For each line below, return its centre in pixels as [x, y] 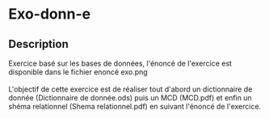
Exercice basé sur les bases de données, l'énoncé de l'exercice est [120, 63]
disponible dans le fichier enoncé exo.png [78, 72]
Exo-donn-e [50, 14]
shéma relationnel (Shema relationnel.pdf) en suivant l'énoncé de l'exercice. [135, 106]
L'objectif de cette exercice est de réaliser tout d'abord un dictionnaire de [130, 89]
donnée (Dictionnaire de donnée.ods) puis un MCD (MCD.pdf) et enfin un [130, 98]
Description [38, 44]
